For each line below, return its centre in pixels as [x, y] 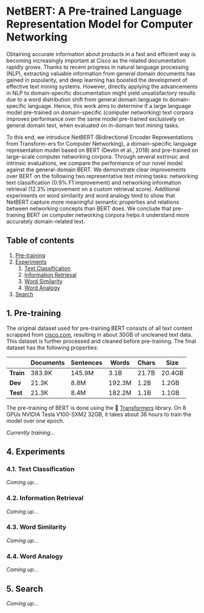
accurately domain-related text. [46, 221]
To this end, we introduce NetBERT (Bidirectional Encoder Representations [100, 137]
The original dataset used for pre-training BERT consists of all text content [100, 328]
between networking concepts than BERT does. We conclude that [89, 208]
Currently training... [31, 432]
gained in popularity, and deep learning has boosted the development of [97, 80]
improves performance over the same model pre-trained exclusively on [95, 119]
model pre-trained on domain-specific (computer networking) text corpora [100, 112]
